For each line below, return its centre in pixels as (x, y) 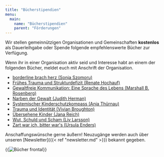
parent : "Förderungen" (38, 28)
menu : (11, 14)
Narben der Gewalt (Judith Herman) (49, 99)
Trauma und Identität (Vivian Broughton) (53, 109)
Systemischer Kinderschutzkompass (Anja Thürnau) (66, 104)
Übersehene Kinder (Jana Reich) (46, 114)
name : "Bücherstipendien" (41, 24)
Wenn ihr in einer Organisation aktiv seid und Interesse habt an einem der (80, 63)
